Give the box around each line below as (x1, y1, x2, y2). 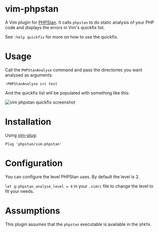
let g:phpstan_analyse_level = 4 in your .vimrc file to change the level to (5, 183, 154, 189)
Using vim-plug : (5, 132, 37, 138)
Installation (5, 116, 52, 127)
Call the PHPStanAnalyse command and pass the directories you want (5, 67, 142, 73)
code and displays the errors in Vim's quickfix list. (5, 24, 105, 30)
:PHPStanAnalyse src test (5, 81, 57, 86)
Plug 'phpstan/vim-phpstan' (5, 141, 62, 146)
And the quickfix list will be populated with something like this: (5, 90, 130, 95)
